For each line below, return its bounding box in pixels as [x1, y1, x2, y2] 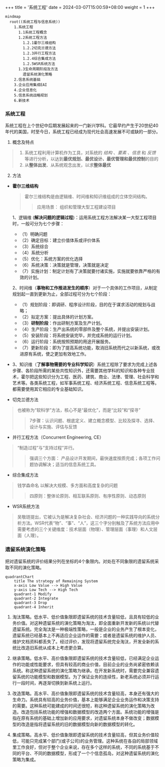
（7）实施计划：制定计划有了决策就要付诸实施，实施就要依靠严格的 [19, 268, 156, 274]
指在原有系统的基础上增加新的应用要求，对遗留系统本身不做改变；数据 [12, 715, 155, 721]
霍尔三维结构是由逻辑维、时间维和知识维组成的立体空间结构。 [24, 194, 150, 200]
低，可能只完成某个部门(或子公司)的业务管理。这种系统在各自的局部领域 [12, 738, 159, 744]
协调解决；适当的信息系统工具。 [33, 461, 99, 468]
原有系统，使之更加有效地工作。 [24, 351, 89, 357]
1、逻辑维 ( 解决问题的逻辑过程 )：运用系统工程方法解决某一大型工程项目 [12, 214, 157, 221]
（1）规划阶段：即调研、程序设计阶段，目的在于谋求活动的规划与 [19, 302, 151, 308]
